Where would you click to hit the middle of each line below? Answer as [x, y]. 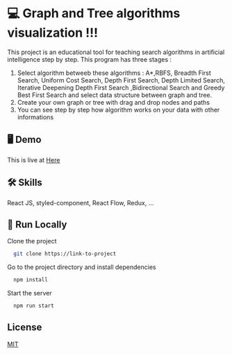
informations [35, 117]
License [25, 328]
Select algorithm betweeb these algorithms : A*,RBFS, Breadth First [114, 73]
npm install [31, 280]
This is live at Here [34, 159]
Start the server [30, 293]
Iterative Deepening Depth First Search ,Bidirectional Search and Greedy [121, 87]
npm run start [34, 306]
